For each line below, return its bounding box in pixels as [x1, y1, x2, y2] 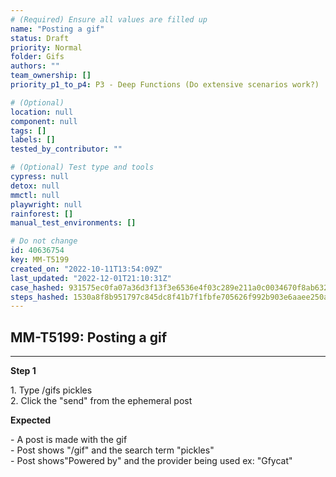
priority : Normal [10, 42, 83, 53]
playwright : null [10, 199, 83, 210]
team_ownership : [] [10, 71, 92, 81]
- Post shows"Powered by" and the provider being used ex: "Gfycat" [10, 455, 293, 467]
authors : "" [10, 61, 60, 71]
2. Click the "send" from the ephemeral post [10, 395, 193, 407]
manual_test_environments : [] [10, 218, 137, 228]
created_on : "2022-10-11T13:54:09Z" [10, 264, 163, 274]
